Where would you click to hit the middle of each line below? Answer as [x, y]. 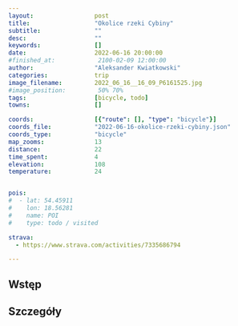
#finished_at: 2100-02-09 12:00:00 [87, 61]
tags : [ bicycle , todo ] [79, 98]
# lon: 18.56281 [41, 208]
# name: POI [34, 215]
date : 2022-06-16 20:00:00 [85, 53]
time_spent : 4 [53, 157]
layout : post [59, 16]
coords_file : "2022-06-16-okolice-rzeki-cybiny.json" [119, 127]
